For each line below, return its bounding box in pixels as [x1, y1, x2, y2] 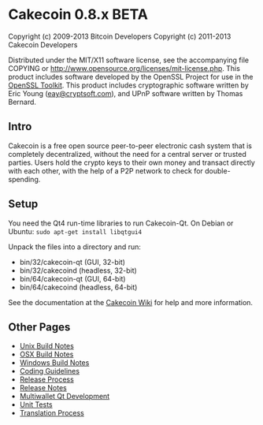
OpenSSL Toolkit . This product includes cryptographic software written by [8, 80, 250, 90]
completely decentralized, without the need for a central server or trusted [8, 149, 246, 158]
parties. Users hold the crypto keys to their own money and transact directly [8, 158, 256, 167]
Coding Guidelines [19, 367, 80, 376]
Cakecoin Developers [8, 39, 78, 49]
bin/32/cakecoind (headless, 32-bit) [19, 266, 138, 275]
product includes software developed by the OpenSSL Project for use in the [8, 72, 254, 81]
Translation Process [19, 408, 84, 418]
